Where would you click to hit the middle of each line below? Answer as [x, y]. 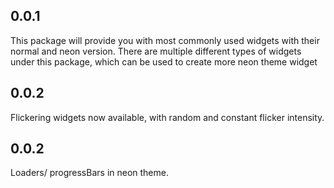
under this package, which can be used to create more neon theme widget [164, 61]
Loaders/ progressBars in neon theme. [89, 173]
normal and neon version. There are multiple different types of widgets [156, 51]
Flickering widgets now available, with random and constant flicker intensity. [167, 117]
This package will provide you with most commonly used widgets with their [165, 40]
